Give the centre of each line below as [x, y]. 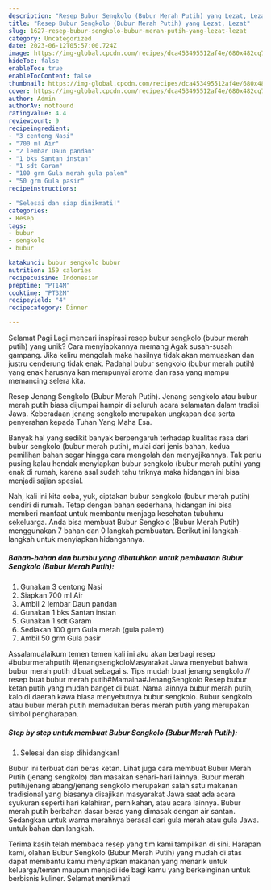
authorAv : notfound [41, 106]
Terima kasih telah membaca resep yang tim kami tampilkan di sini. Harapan [135, 844]
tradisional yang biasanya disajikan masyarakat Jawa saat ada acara [122, 794]
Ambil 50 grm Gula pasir [60, 638]
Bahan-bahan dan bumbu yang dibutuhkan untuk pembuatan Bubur [126, 557]
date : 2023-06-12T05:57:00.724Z [63, 46]
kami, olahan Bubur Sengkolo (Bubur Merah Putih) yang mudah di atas [125, 852]
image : [19, 53]
